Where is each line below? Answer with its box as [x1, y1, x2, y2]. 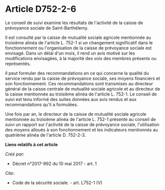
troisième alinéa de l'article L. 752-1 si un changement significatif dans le [5, 39, 153, 45]
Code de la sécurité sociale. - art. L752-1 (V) [12, 180, 102, 186]
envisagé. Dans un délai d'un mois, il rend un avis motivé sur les [5, 50, 135, 56]
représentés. [5, 61, 31, 66]
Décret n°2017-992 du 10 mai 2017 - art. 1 [12, 160, 97, 166]
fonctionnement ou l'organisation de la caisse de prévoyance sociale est [5, 45, 152, 51]
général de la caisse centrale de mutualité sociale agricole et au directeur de [5, 86, 161, 92]
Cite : [5, 170, 15, 176]
